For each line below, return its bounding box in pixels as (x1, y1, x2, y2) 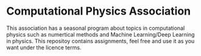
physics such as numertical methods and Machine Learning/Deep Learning (6, 30, 195, 38)
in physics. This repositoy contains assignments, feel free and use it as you (6, 37, 195, 44)
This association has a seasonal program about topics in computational (6, 24, 185, 32)
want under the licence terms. (6, 44, 82, 51)
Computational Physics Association (6, 4, 191, 18)
